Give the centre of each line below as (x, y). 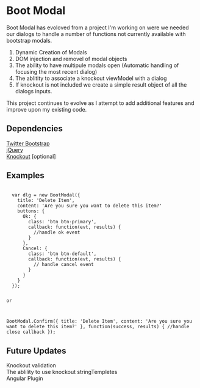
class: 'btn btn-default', (62, 254)
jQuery (15, 149)
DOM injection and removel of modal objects (71, 59)
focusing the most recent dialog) (56, 71)
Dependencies (34, 129)
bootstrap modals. (29, 40)
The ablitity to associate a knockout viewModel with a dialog (91, 78)
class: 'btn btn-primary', (62, 221)
